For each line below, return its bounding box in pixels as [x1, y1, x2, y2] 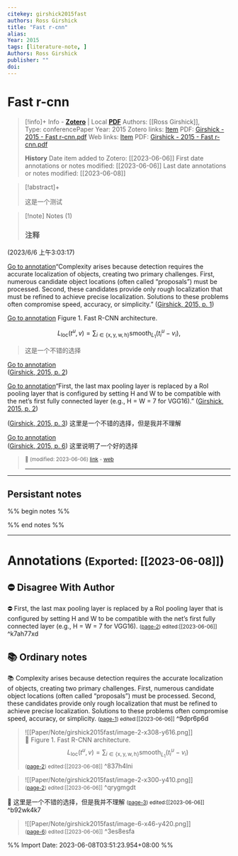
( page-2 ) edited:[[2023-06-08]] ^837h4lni [24, 762, 133, 771]
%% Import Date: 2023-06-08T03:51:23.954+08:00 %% [7, 841, 174, 850]
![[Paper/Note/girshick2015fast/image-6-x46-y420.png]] [24, 820, 191, 828]
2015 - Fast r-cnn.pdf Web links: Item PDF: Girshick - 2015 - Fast [24, 132, 214, 141]
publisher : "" [7, 57, 50, 64]
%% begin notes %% [7, 507, 70, 516]
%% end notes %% [7, 521, 65, 529]
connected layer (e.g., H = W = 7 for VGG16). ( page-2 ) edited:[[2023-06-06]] [7, 622, 217, 631]
